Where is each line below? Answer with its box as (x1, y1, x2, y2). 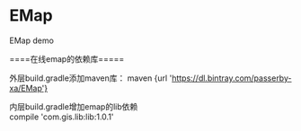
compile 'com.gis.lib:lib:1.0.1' (9, 111, 114, 122)
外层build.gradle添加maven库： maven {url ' (9, 73, 173, 83)
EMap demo (9, 35, 54, 46)
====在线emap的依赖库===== (9, 53, 125, 64)
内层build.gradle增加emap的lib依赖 (9, 100, 138, 112)
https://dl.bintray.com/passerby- (172, 73, 292, 83)
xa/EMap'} (9, 83, 49, 93)
